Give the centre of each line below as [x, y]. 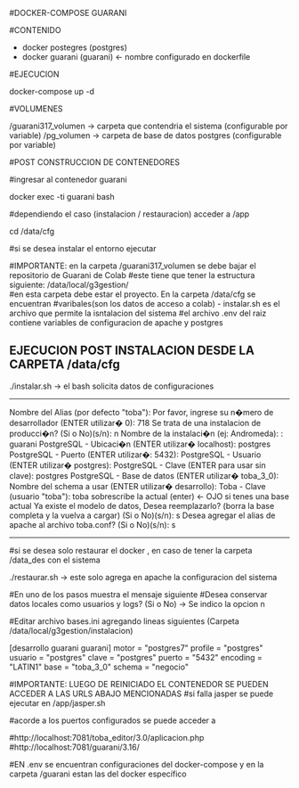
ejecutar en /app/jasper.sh [57, 702]
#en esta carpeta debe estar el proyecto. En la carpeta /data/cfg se [133, 294]
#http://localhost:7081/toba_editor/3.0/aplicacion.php [107, 737]
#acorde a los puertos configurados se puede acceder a [113, 720]
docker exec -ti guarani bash [62, 197]
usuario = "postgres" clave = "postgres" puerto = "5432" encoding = [136, 657]
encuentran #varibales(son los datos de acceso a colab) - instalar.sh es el [145, 304]
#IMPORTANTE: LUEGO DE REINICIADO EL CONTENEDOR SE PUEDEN [139, 684]
